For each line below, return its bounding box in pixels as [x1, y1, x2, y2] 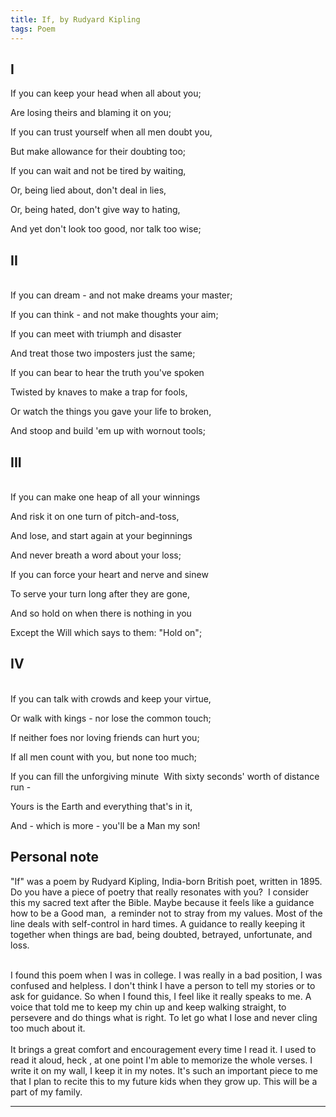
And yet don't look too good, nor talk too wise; [10, 223, 202, 235]
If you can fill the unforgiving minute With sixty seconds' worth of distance [10, 770, 320, 782]
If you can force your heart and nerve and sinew [10, 568, 209, 580]
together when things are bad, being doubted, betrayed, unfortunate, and [10, 928, 313, 940]
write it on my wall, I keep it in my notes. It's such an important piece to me [10, 1064, 319, 1076]
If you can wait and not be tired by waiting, [10, 165, 187, 177]
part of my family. [10, 1086, 83, 1098]
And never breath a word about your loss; [10, 549, 182, 561]
